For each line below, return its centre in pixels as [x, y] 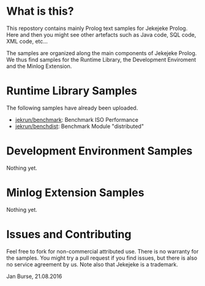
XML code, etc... [27, 41]
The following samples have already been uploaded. [72, 108]
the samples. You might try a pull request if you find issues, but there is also [102, 258]
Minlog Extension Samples [76, 193]
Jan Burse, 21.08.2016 [34, 276]
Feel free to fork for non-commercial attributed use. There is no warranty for [102, 251]
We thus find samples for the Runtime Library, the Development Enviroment [101, 59]
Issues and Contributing [69, 234]
